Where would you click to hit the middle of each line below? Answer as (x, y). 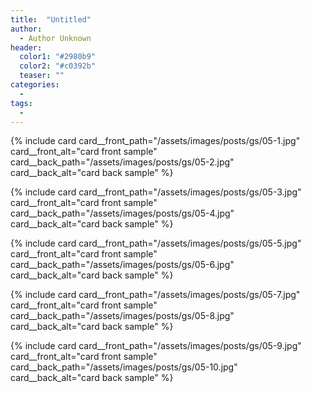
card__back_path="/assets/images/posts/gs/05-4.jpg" (122, 213)
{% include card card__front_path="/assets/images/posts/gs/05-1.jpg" (155, 141)
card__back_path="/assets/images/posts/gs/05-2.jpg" (122, 162)
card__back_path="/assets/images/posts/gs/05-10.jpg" (124, 367)
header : (26, 47)
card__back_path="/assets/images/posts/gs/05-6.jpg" (122, 265)
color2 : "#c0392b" (58, 66)
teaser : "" (42, 76)
